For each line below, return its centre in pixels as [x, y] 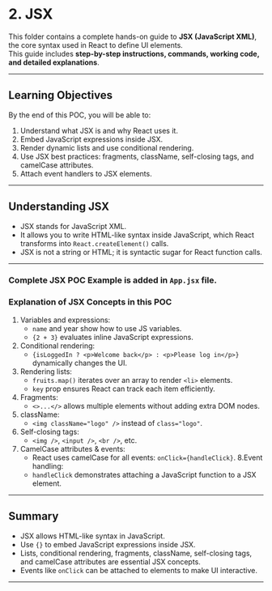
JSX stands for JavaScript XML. [73, 226]
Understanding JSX [59, 207]
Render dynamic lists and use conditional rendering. [107, 147]
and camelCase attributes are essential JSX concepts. [110, 561]
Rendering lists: [46, 371]
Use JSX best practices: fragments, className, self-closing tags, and [137, 156]
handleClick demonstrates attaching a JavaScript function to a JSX [144, 474]
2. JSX [31, 14]
